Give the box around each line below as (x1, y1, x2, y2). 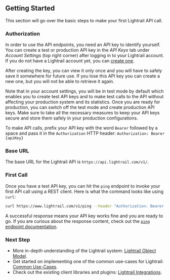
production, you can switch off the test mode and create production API (5, 104, 155, 110)
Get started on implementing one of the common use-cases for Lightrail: (12, 258, 164, 264)
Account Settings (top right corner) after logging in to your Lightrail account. (5, 53, 164, 59)
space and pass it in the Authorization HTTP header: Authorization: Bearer (5, 130, 165, 136)
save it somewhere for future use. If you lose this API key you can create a (5, 73, 160, 79)
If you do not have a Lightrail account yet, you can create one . (5, 58, 135, 64)
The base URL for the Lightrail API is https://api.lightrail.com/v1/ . (5, 159, 149, 165)
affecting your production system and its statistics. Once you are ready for (5, 99, 160, 105)
